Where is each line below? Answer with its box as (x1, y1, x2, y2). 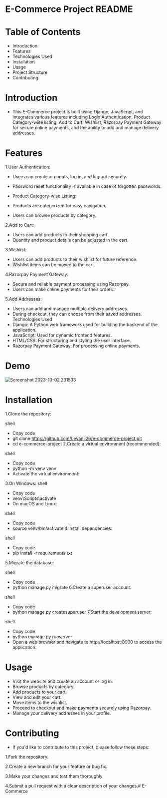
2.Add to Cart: (5, 222, 34, 228)
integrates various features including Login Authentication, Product (12, 114, 151, 120)
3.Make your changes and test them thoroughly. (5, 773, 104, 779)
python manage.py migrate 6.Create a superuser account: (12, 584, 132, 590)
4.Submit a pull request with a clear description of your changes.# (5, 783, 141, 789)
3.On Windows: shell (5, 480, 47, 486)
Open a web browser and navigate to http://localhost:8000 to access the (12, 639, 162, 645)
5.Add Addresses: (5, 296, 42, 302)
